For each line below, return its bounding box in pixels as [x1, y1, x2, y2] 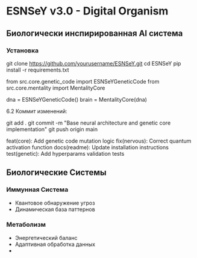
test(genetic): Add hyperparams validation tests [6, 150, 125, 157]
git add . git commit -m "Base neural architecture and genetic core [6, 119, 171, 126]
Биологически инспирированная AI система [6, 28, 183, 38]
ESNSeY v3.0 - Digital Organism [6, 4, 169, 18]
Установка [6, 46, 39, 55]
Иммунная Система [6, 185, 69, 194]
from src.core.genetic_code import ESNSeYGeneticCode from [6, 78, 160, 85]
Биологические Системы [6, 167, 107, 178]
